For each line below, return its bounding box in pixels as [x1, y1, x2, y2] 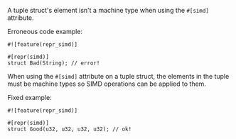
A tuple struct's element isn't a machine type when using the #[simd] [7, 6, 210, 14]
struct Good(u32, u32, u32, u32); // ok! [7, 126, 132, 133]
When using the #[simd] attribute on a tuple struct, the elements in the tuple [7, 72, 230, 80]
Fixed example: [7, 94, 52, 101]
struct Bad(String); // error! [7, 60, 100, 67]
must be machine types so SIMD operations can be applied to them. [7, 79, 206, 88]
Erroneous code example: [7, 28, 83, 35]
